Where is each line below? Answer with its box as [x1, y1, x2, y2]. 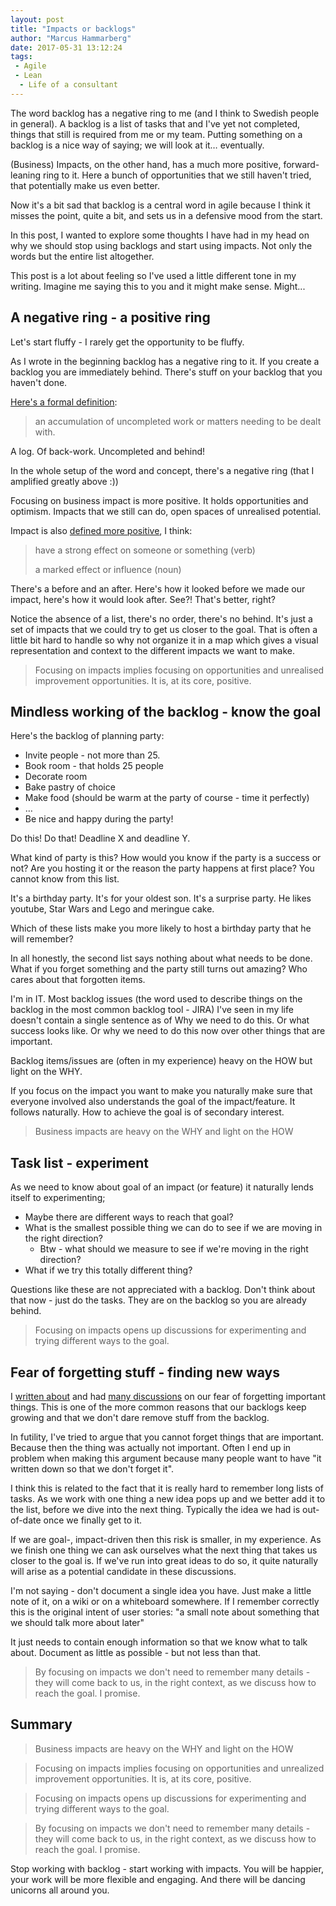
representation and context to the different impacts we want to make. [10, 644, 296, 656]
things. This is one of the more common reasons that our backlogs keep [10, 1401, 307, 1413]
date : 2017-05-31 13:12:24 [10, 42, 123, 53]
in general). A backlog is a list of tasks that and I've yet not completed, [10, 117, 301, 130]
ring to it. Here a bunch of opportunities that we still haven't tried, [43, 169, 312, 181]
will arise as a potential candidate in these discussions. [10, 1566, 237, 1577]
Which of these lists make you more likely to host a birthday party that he [10, 922, 312, 935]
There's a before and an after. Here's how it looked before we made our [10, 582, 306, 595]
